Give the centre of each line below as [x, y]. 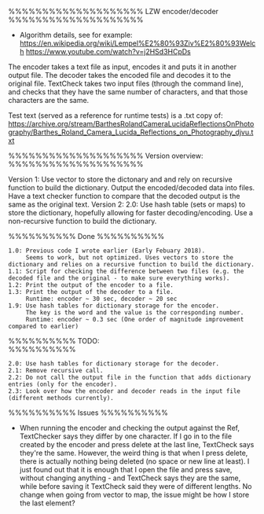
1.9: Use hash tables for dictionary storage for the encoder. [114, 306]
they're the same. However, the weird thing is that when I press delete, [134, 453]
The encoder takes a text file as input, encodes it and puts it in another [123, 67]
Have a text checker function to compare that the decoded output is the [124, 196]
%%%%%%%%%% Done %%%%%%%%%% [86, 236]
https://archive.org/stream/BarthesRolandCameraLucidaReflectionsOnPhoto [131, 124]
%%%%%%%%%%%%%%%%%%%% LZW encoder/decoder [113, 11]
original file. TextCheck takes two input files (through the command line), [126, 83]
